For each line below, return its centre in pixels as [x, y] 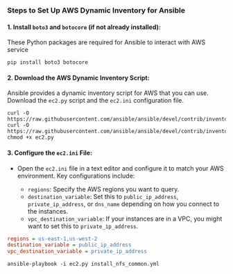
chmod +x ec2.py [31, 137]
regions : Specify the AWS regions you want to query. [103, 189]
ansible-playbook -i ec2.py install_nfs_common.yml [83, 264]
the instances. [48, 211]
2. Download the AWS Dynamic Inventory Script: [79, 78]
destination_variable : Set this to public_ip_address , [103, 196]
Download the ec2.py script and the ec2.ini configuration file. [96, 101]
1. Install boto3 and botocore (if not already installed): [84, 27]
